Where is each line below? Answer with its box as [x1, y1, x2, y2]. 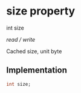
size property [6, 4, 76, 18]
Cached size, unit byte [6, 47, 62, 55]
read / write [6, 36, 35, 43]
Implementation [6, 65, 68, 75]
